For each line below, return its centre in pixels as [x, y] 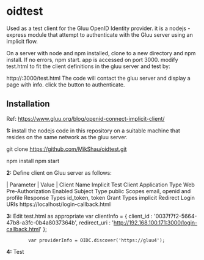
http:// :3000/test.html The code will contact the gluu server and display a [98, 78]
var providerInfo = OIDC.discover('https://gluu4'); [97, 240]
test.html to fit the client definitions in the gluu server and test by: [88, 66]
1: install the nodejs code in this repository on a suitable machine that [93, 131]
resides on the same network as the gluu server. [67, 137]
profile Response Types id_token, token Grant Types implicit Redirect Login [101, 197]
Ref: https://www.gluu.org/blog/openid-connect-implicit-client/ [86, 118]
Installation [28, 104]
